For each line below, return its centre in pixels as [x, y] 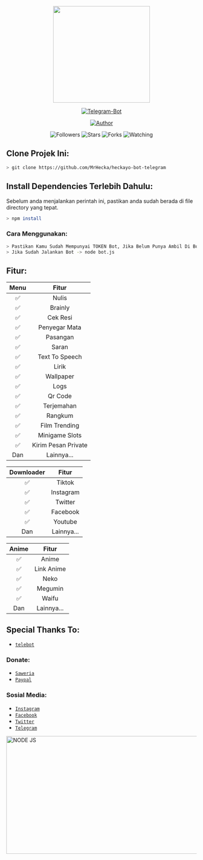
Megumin [50, 589]
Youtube [65, 522]
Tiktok [65, 483]
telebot [24, 645]
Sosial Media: [27, 695]
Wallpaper [60, 376]
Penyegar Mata [60, 327]
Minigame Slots [60, 435]
